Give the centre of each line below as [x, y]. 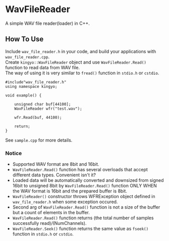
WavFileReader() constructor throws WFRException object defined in [84, 197]
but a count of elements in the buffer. [51, 213]
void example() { [23, 95]
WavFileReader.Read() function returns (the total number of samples [83, 218]
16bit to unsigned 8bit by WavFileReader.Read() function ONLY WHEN [85, 186]
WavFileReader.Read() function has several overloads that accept [80, 170]
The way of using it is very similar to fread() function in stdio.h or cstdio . [82, 73]
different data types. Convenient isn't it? [54, 175]
